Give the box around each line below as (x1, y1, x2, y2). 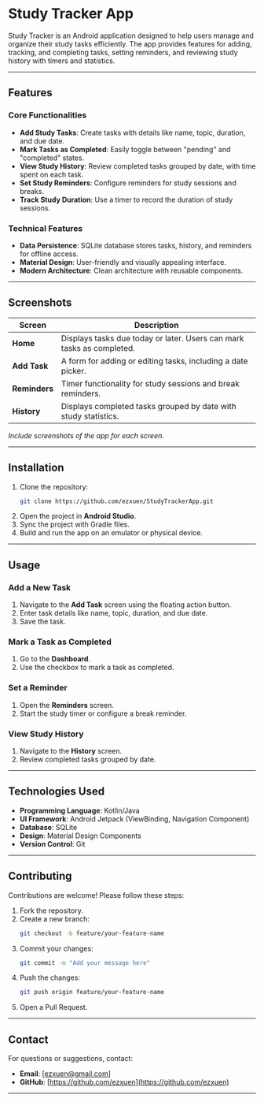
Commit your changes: (19, 944, 93, 953)
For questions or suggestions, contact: (8, 1054, 134, 1063)
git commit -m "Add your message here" (19, 959, 151, 966)
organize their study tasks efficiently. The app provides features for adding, (8, 39, 253, 48)
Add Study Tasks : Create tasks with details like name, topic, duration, (19, 128, 246, 137)
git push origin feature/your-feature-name (19, 988, 165, 996)
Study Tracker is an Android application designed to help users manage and (8, 31, 254, 40)
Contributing (8, 869, 72, 883)
